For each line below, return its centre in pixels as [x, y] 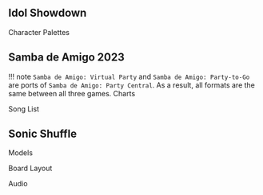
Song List [24, 109]
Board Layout [30, 168]
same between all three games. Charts [72, 93]
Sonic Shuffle [43, 134]
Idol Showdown [48, 13]
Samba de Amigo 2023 [67, 58]
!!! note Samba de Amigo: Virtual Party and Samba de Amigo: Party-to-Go [129, 76]
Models [21, 153]
